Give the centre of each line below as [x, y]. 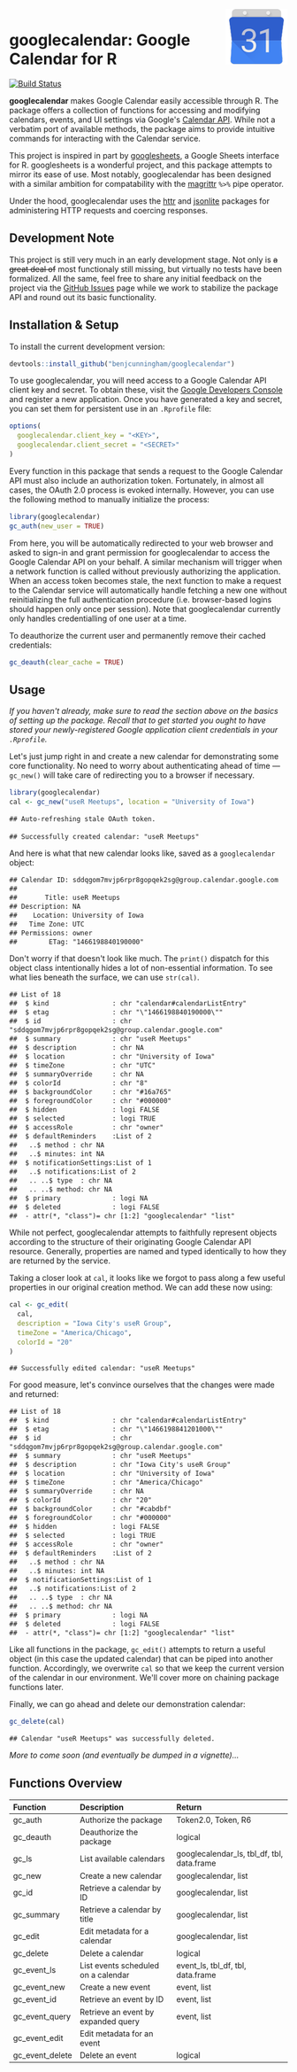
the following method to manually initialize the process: [110, 499]
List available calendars [122, 1859]
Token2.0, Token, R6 [214, 1820]
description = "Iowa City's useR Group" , [95, 1323]
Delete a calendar [111, 1953]
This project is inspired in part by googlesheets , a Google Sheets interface [145, 155]
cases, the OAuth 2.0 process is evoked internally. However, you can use [142, 490]
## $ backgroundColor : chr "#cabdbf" [91, 1509]
